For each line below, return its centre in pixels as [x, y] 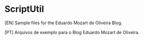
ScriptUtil [24, 9]
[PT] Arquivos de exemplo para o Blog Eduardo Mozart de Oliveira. [72, 32]
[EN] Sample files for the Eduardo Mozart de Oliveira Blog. [63, 23]
